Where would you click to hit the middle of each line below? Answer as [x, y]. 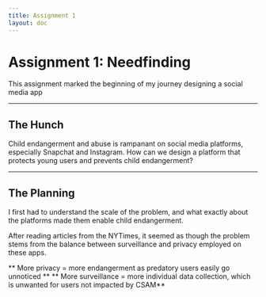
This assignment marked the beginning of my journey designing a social [125, 84]
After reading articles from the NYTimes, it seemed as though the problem [129, 236]
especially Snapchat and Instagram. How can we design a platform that [124, 152]
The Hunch [36, 125]
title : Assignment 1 [42, 15]
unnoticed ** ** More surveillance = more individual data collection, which [129, 276]
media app [26, 93]
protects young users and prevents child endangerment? [101, 161]
